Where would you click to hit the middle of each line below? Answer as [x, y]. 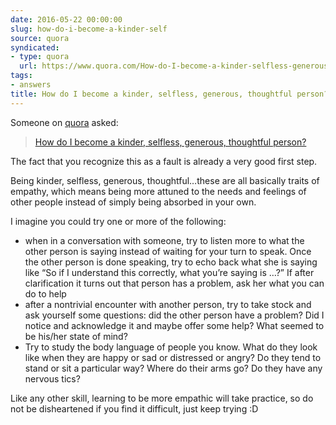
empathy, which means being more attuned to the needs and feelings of [158, 191]
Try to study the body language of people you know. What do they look [171, 347]
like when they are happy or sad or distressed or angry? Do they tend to [173, 357]
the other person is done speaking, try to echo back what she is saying [171, 262]
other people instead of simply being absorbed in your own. [133, 202]
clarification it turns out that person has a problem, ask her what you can [174, 283]
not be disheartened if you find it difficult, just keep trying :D [134, 408]
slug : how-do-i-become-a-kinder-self [89, 29]
